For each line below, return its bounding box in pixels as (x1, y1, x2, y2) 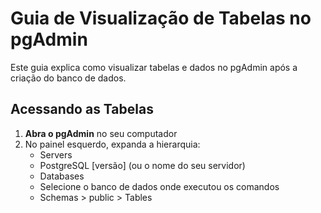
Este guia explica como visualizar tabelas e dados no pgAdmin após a (10, 61, 298, 73)
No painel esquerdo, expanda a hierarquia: (24, 138, 201, 150)
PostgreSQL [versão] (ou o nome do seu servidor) (39, 159, 246, 171)
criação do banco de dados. (10, 72, 127, 84)
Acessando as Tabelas (10, 101, 154, 118)
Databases (39, 170, 85, 182)
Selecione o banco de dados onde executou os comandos (39, 180, 280, 192)
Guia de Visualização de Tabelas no (10, 7, 312, 30)
